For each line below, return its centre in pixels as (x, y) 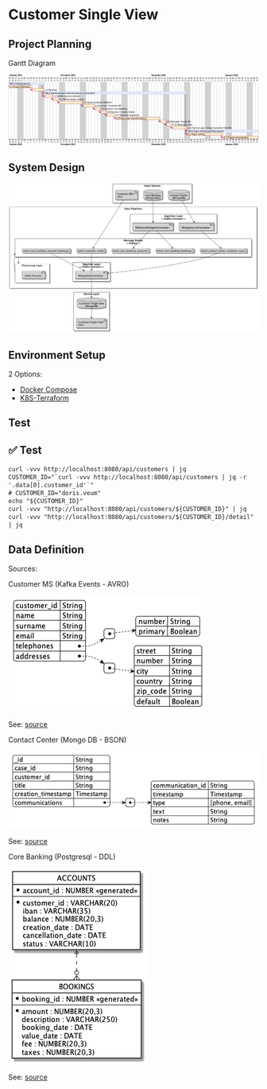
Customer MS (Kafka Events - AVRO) (69, 584)
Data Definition (46, 550)
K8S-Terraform (44, 398)
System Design (46, 168)
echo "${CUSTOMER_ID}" (46, 502)
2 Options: (25, 374)
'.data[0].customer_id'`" (51, 486)
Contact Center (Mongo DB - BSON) (68, 740)
